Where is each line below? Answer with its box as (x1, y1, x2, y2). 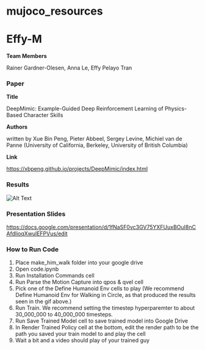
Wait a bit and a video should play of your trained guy (15, 337, 150, 344)
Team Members (6, 52, 47, 60)
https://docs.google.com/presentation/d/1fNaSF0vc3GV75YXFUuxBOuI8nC (6, 224, 196, 231)
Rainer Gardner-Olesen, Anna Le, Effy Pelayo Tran (6, 64, 132, 71)
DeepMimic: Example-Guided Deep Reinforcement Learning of (6, 105, 164, 112)
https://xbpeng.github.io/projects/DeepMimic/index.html (6, 165, 148, 173)
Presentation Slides (6, 209, 66, 218)
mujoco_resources (6, 4, 103, 18)
